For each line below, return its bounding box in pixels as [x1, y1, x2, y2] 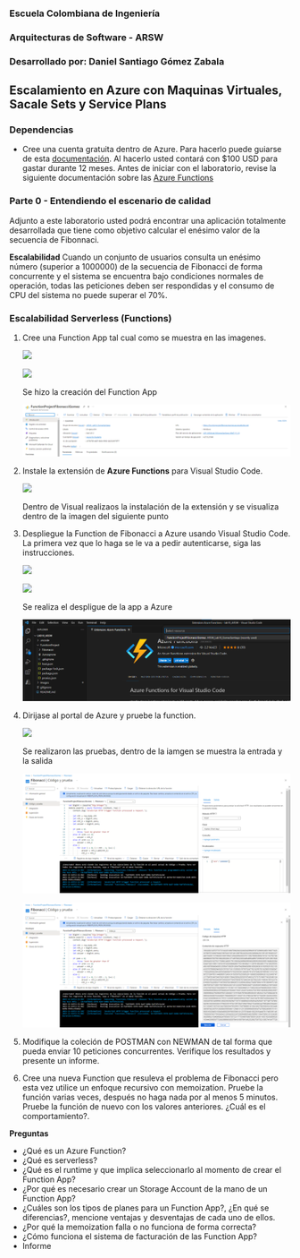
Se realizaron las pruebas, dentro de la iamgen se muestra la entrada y [21, 746, 283, 757]
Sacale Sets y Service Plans [9, 97, 167, 112]
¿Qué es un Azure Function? [21, 1145, 127, 1156]
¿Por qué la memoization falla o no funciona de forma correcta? [21, 1221, 257, 1232]
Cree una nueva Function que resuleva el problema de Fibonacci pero [21, 1073, 279, 1083]
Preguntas [9, 1127, 49, 1139]
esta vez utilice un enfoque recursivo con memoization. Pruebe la [21, 1082, 263, 1092]
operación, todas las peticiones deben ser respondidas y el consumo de [9, 280, 275, 291]
